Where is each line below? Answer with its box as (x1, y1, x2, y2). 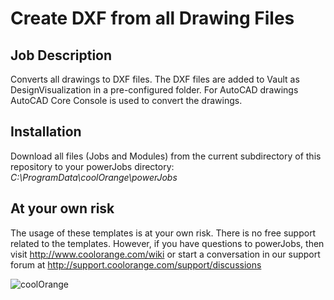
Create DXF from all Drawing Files (10, 7, 295, 30)
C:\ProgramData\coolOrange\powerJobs (10, 171, 178, 183)
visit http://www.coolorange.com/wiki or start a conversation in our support (10, 248, 321, 260)
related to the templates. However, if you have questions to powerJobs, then (10, 237, 325, 249)
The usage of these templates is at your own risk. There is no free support (10, 227, 317, 239)
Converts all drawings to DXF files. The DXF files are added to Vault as (10, 73, 300, 85)
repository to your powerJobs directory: (10, 160, 175, 172)
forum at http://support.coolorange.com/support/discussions (10, 258, 262, 271)
